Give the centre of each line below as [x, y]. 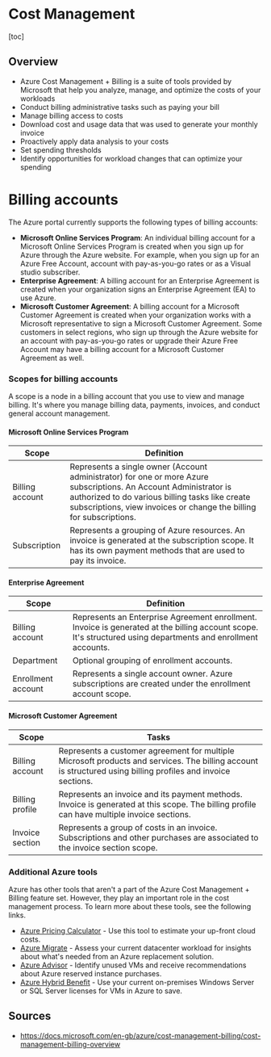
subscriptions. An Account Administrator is [151, 487]
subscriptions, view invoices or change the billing [163, 507]
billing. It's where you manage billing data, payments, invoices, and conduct [134, 405]
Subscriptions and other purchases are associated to [158, 837]
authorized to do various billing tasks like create [160, 497]
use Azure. [38, 298]
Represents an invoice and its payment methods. [150, 794]
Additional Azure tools [53, 871]
